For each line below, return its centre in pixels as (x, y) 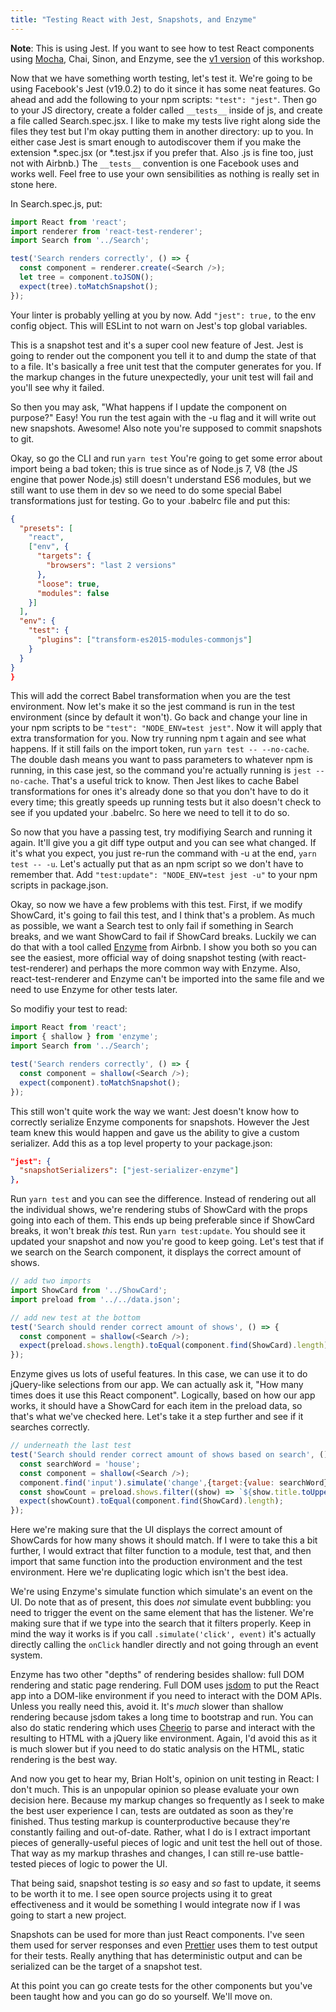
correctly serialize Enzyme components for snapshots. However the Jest (160, 1122)
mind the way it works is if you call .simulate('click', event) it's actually (163, 1634)
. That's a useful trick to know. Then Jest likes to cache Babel (172, 781)
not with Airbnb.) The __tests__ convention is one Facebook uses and (155, 163)
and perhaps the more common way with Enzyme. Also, (185, 968)
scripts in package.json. (59, 885)
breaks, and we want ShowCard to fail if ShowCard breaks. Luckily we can (163, 937)
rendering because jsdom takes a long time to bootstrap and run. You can (162, 1717)
